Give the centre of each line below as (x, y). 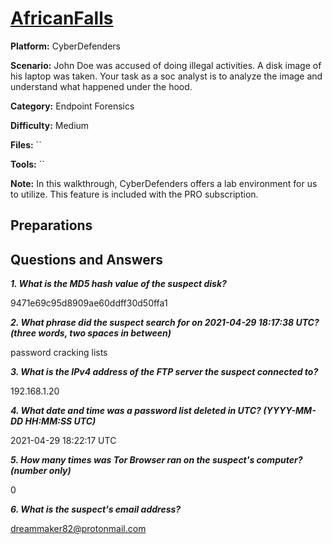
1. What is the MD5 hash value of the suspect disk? (118, 284)
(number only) (41, 471)
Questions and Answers (87, 259)
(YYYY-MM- (290, 411)
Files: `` (26, 144)
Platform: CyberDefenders (65, 46)
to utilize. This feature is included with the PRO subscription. (134, 194)
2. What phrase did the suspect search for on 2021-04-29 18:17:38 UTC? (165, 323)
